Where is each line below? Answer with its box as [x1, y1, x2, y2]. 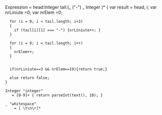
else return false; [9, 75, 50, 80]
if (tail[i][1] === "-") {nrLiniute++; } [14, 28, 101, 33]
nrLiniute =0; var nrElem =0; [5, 9, 63, 15]
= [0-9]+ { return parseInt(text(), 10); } [11, 93, 103, 98]
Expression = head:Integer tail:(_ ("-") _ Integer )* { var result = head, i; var [5, 4, 157, 10]
